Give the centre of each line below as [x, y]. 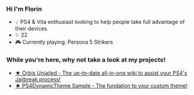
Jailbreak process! [38, 79]
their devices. [32, 29]
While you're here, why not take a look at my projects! [86, 60]
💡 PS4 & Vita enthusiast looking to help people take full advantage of [100, 22]
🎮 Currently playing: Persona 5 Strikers [64, 42]
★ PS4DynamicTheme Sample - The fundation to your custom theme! [101, 85]
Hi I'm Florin [24, 9]
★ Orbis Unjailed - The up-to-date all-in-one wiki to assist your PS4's [101, 73]
